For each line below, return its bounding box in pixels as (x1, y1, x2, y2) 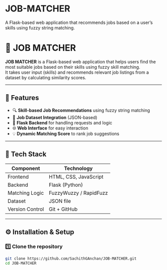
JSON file (49, 197, 71, 204)
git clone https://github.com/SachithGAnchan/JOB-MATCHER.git (5, 256, 137, 262)
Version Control (7, 205, 44, 212)
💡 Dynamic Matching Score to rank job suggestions (12, 131, 119, 136)
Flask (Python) (49, 181, 83, 188)
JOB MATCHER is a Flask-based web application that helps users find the (5, 58, 156, 65)
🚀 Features (5, 94, 39, 102)
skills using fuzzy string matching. (5, 24, 75, 30)
